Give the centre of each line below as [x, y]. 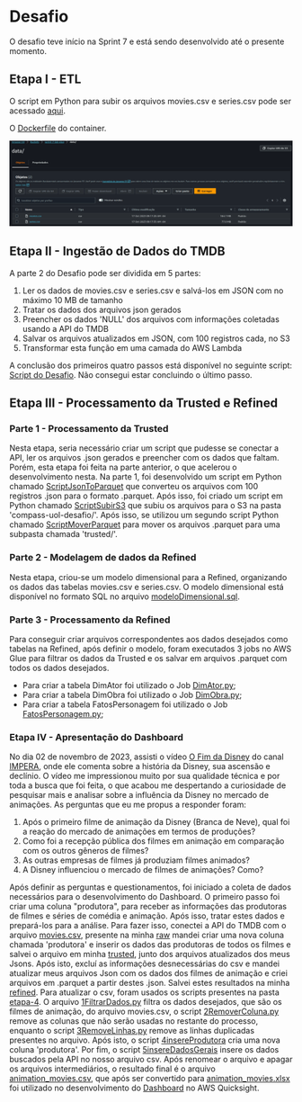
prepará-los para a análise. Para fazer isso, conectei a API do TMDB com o [148, 926]
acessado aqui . [37, 111]
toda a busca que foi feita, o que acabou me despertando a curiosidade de [148, 785]
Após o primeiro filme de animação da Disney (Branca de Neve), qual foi [156, 822]
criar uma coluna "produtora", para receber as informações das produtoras [148, 907]
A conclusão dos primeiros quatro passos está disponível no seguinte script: [151, 365]
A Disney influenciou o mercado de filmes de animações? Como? [143, 870]
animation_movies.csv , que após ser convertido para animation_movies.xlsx [150, 1079]
